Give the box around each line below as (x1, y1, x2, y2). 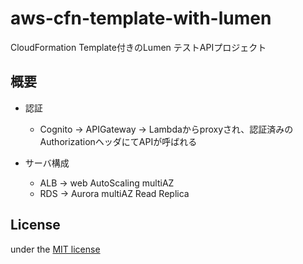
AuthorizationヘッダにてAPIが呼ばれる (39, 135, 198, 147)
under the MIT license (10, 243, 101, 255)
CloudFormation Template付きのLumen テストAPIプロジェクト (10, 41, 267, 53)
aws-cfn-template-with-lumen (10, 7, 272, 30)
